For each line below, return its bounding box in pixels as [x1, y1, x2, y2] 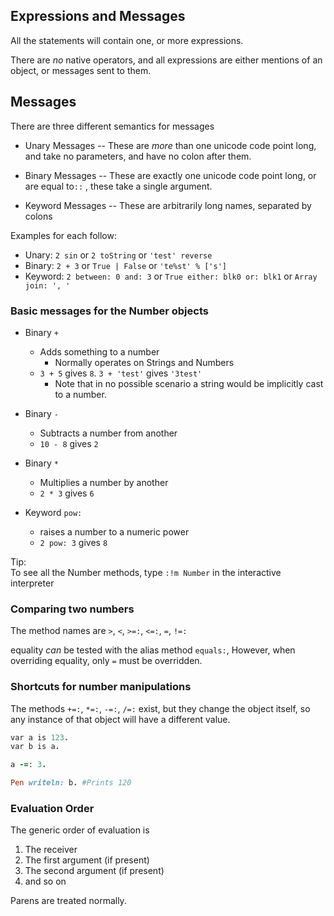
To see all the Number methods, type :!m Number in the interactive [10, 566, 282, 578]
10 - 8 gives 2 [39, 437, 99, 449]
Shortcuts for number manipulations [10, 680, 192, 694]
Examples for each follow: [10, 229, 117, 241]
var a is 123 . [10, 732, 70, 743]
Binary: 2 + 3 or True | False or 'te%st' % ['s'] [24, 259, 227, 271]
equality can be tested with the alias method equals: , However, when [10, 644, 296, 656]
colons [24, 210, 53, 222]
